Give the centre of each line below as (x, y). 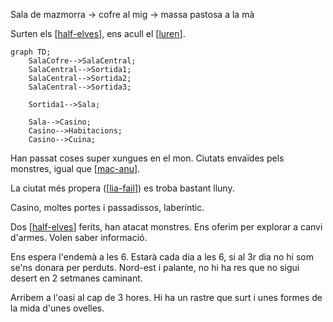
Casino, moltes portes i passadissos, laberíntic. (107, 207)
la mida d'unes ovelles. (57, 308)
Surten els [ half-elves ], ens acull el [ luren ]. (98, 33)
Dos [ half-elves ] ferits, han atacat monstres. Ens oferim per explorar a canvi (166, 227)
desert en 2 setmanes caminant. (76, 278)
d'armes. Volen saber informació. (79, 237)
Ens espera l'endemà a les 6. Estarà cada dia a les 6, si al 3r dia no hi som (162, 257)
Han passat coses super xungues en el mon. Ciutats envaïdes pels (147, 158)
